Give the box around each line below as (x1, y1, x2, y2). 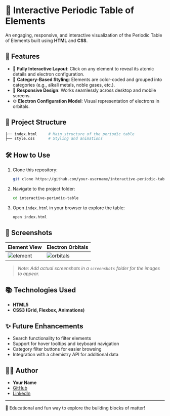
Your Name (12, 380, 37, 386)
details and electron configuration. (12, 71, 84, 77)
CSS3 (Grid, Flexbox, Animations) (12, 307, 85, 313)
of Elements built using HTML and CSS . (5, 37, 88, 44)
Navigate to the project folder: (12, 186, 75, 192)
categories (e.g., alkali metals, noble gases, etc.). (12, 82, 115, 88)
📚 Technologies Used (5, 286, 76, 294)
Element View (8, 243, 42, 250)
